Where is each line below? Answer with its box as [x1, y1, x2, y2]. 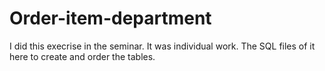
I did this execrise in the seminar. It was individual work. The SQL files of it [9, 40, 316, 52]
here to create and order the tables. [9, 50, 156, 62]
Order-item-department [9, 7, 212, 30]
